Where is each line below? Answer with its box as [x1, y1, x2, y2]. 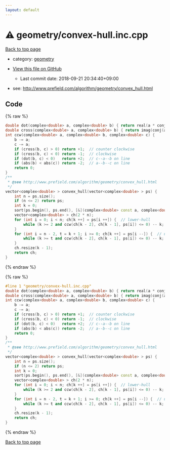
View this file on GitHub [12, 65, 62, 71]
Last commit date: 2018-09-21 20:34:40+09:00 [20, 75, 119, 81]
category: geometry [12, 56, 55, 62]
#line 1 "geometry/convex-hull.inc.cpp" [5, 283, 92, 289]
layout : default [5, 7, 39, 13]
